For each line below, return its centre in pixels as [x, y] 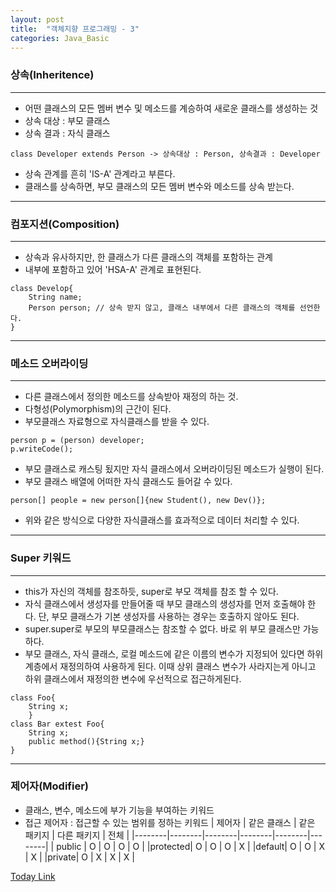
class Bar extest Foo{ [57, 724]
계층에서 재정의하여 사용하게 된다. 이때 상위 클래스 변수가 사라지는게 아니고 [170, 666]
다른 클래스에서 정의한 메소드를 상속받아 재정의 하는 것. [131, 397]
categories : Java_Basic [60, 38]
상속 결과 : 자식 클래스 [67, 133]
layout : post [37, 19]
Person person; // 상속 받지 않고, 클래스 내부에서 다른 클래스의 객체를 [162, 307]
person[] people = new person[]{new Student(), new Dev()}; [138, 501]
